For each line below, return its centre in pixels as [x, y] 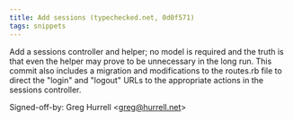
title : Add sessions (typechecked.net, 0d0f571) [102, 17]
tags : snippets [38, 26]
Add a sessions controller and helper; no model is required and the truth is [147, 51]
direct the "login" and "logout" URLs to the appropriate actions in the [136, 80]
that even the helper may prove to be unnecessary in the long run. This [141, 61]
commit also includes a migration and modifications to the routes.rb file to [146, 70]
